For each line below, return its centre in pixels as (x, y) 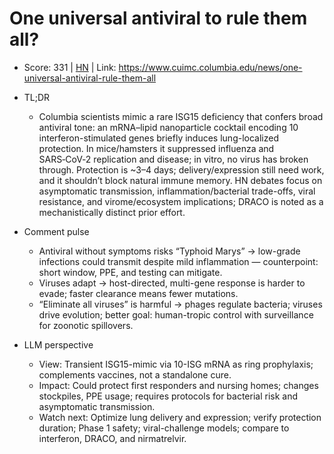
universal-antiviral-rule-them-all (90, 78)
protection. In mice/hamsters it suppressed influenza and (156, 148)
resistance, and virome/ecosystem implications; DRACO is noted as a (181, 201)
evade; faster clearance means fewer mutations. (138, 293)
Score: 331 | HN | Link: (70, 67)
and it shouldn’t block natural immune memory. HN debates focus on (180, 180)
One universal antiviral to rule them (158, 18)
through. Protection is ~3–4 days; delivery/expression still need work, (181, 169)
